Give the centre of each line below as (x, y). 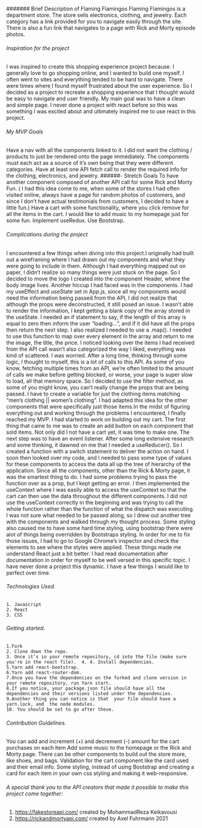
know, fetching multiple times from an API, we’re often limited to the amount (100, 368)
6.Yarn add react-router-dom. (44, 673)
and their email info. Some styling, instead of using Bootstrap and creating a (100, 767)
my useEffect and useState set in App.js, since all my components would (96, 291)
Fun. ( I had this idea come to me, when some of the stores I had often (93, 188)
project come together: (35, 793)
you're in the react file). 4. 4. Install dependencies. (80, 662)
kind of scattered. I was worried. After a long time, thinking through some (97, 355)
